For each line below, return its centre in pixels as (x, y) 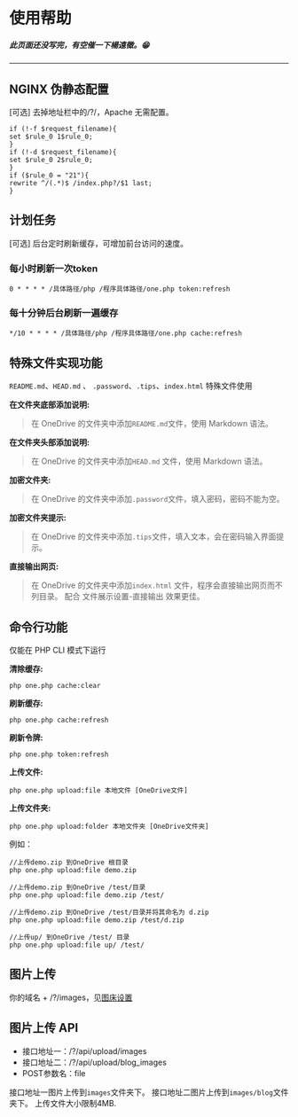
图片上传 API (44, 1028)
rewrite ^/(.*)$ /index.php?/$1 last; (81, 183)
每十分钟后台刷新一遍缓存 (64, 313)
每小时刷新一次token (54, 269)
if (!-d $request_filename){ (63, 152)
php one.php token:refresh (59, 754)
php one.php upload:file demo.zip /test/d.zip (97, 920)
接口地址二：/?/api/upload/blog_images (94, 1062)
